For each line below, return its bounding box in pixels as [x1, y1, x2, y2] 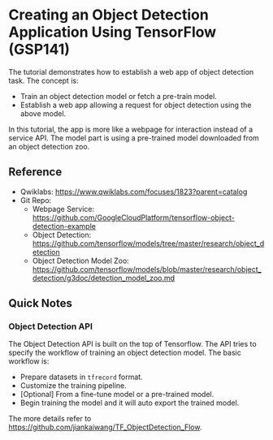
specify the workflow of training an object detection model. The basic [8, 347, 241, 358]
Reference [8, 165, 63, 179]
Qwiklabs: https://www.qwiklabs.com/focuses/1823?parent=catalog [19, 187, 248, 196]
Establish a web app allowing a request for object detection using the [19, 100, 252, 110]
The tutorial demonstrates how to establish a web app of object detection [8, 67, 254, 76]
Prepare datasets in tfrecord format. [19, 372, 144, 382]
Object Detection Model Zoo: [32, 256, 130, 265]
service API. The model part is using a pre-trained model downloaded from [8, 132, 260, 143]
